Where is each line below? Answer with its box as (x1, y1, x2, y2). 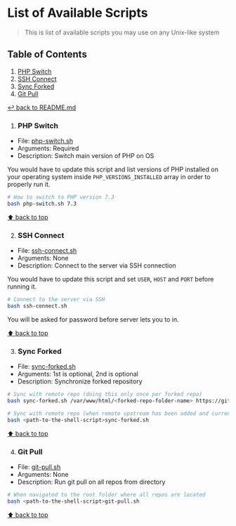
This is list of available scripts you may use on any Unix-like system (24, 28, 220, 37)
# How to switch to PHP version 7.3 (7, 194, 114, 201)
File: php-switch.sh (17, 137, 74, 145)
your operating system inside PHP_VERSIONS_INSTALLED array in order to (7, 173, 211, 181)
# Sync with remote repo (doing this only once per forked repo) (7, 391, 202, 398)
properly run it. (7, 180, 51, 189)
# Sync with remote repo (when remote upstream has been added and (7, 409, 209, 417)
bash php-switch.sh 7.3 (7, 200, 77, 207)
